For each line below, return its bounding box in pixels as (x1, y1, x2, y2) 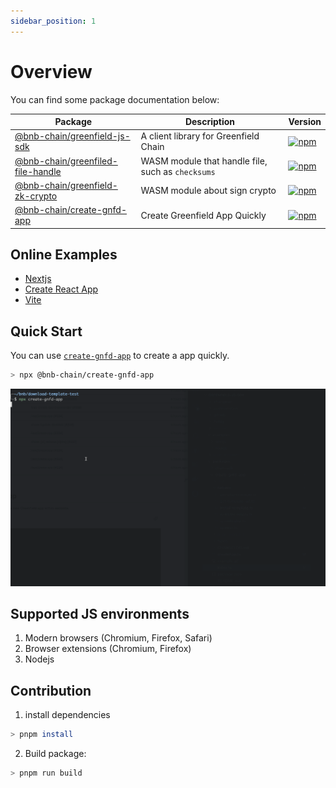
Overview (10, 60, 93, 83)
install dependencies (24, 709, 111, 721)
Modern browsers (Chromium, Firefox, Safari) (24, 632, 213, 644)
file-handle (14, 165, 62, 177)
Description (184, 116, 236, 128)
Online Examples (10, 246, 118, 263)
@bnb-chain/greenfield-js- (14, 130, 131, 142)
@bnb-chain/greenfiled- (14, 155, 118, 167)
